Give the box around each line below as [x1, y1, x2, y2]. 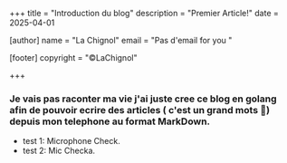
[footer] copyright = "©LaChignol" [9, 53, 138, 62]
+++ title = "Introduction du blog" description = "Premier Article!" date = [9, 8, 279, 18]
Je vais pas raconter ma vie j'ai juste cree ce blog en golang [9, 92, 277, 105]
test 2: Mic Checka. [22, 145, 96, 157]
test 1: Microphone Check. [22, 136, 120, 147]
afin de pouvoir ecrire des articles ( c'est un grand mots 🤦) [9, 103, 270, 116]
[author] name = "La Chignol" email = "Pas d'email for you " [9, 35, 233, 45]
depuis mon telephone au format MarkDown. [9, 115, 211, 128]
